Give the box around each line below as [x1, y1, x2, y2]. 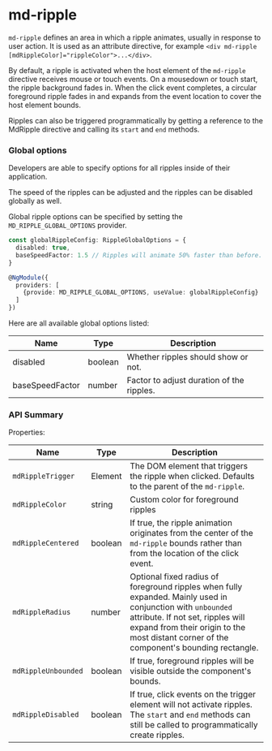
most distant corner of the [130, 632, 229, 643]
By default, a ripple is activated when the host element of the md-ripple [8, 65, 246, 75]
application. [8, 172, 48, 182]
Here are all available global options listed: [8, 318, 150, 328]
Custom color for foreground [130, 494, 239, 505]
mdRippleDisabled [12, 710, 79, 719]
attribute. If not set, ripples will [130, 611, 245, 623]
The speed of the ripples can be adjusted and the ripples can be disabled [8, 188, 253, 197]
